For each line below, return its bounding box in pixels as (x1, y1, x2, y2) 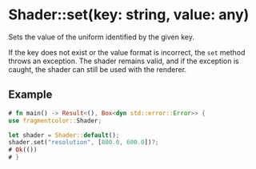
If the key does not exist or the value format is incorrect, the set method (8, 47, 246, 57)
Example (8, 88, 53, 102)
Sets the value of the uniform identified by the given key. (8, 32, 194, 42)
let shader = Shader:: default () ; (8, 131, 120, 139)
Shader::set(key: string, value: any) (8, 6, 250, 24)
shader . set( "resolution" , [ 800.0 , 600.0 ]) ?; (8, 139, 159, 147)
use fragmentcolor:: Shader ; (8, 116, 102, 125)
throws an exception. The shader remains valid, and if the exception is (8, 56, 239, 66)
